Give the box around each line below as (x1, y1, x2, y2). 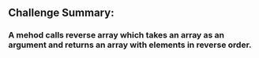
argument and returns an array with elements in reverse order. (8, 39, 252, 50)
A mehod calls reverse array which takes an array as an (8, 30, 225, 41)
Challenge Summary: (8, 6, 114, 20)
